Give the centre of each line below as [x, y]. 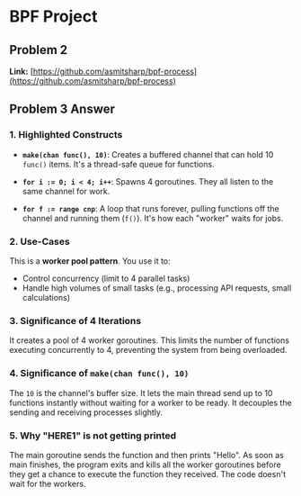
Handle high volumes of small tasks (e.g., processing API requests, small [157, 288]
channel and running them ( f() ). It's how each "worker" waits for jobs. [153, 218]
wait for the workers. [48, 483]
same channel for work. [66, 191]
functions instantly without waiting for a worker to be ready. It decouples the [150, 402]
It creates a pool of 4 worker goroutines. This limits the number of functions [150, 340]
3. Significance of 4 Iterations [75, 320]
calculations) [46, 297]
